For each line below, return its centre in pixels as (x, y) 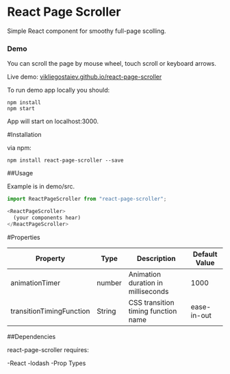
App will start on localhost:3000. (53, 121)
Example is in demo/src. (41, 186)
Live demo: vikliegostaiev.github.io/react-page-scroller (85, 77)
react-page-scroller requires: (48, 349)
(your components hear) (47, 217)
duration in (145, 283)
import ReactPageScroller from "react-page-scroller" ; (87, 199)
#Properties (24, 237)
